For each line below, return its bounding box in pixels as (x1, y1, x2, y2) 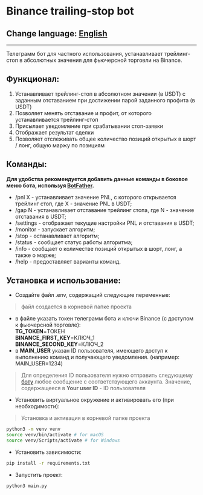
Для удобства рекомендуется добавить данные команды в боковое (6, 175, 188, 182)
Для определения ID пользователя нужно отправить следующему (21, 371, 193, 379)
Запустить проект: (14, 471, 63, 478)
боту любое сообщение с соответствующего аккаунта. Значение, (21, 378, 192, 385)
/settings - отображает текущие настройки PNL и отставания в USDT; (14, 219, 195, 227)
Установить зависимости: (14, 448, 82, 456)
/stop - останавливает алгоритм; (14, 232, 100, 239)
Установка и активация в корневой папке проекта (21, 414, 150, 422)
